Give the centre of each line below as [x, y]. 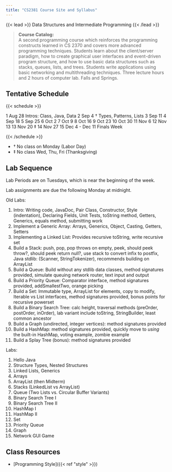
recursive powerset [33, 302]
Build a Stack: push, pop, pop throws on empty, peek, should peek [83, 248]
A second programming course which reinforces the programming [88, 40]
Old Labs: [16, 200]
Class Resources [33, 452]
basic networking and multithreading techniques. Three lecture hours [91, 72]
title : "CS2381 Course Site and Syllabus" [52, 10]
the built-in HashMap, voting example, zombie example [71, 335]
